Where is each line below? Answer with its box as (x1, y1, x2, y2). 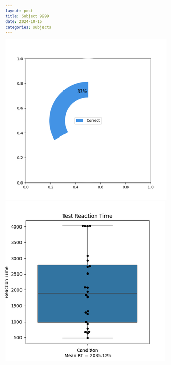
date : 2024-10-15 (5, 19, 42, 24)
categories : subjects (5, 25, 52, 30)
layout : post (5, 8, 33, 13)
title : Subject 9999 (5, 13, 50, 19)
